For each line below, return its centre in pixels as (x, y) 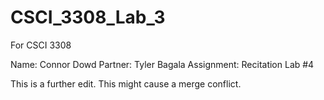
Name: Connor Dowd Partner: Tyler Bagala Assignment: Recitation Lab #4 (162, 64)
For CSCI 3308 (41, 45)
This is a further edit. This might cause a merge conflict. (126, 83)
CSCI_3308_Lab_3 (88, 17)
